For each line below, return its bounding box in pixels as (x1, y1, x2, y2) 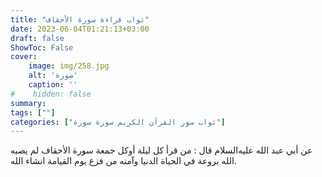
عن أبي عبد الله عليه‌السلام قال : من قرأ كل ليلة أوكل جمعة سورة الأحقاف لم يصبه (10, 144, 313, 156)
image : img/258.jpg (28, 61, 110, 71)
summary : (10, 98, 47, 108)
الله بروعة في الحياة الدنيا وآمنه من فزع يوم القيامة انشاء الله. (10, 155, 237, 167)
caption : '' (28, 80, 78, 90)
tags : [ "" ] (10, 107, 56, 118)
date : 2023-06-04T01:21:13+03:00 (10, 24, 150, 34)
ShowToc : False (10, 42, 74, 53)
